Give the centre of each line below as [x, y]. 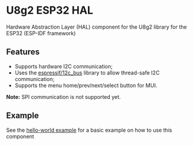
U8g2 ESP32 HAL [50, 10]
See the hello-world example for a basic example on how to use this [89, 130]
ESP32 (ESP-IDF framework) [41, 33]
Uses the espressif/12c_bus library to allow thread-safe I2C [87, 73]
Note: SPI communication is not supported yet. [64, 97]
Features [23, 52]
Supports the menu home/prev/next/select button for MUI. [86, 85]
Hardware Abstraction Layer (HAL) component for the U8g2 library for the [96, 27]
